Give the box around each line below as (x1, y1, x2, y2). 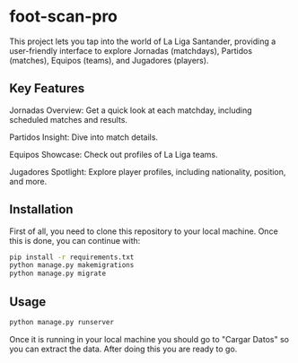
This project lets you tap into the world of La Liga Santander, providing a (9, 36, 276, 47)
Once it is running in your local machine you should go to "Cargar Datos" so (9, 333, 290, 344)
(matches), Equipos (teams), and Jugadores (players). (9, 55, 209, 65)
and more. (9, 176, 48, 186)
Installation (9, 202, 74, 217)
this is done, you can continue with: (9, 235, 141, 246)
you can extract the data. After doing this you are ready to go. (9, 343, 238, 354)
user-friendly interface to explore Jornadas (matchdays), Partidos (9, 45, 253, 56)
